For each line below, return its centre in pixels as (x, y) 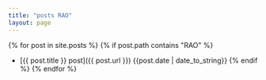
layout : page (30, 23)
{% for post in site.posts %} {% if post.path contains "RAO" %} (111, 45)
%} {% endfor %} (48, 68)
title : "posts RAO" (40, 15)
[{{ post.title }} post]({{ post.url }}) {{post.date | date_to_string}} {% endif (139, 60)
